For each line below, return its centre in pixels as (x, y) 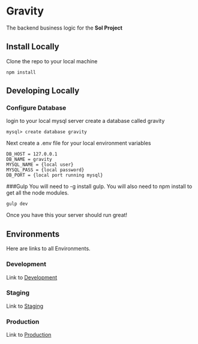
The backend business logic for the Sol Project (64, 28)
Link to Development (32, 277)
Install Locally (33, 47)
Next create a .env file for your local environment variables (79, 143)
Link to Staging (25, 306)
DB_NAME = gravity (29, 160)
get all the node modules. (37, 193)
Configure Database (36, 108)
